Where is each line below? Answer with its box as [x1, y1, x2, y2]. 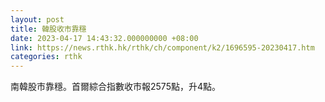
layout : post [10, 14, 65, 25]
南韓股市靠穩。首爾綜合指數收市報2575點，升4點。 [10, 81, 221, 93]
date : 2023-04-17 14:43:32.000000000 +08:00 [10, 33, 199, 43]
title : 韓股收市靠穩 [10, 24, 87, 34]
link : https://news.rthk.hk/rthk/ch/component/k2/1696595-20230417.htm [10, 42, 315, 53]
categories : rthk [10, 52, 83, 62]
